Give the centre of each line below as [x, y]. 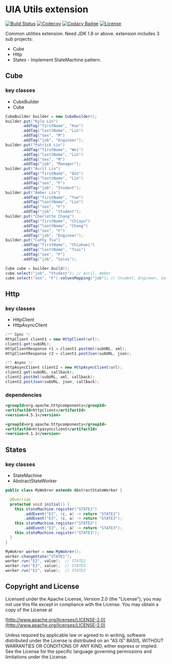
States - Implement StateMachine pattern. [57, 59]
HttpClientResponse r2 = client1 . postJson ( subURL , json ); [68, 354]
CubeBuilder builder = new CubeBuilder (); [51, 116]
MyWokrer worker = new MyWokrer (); [43, 551]
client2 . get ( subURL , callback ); [40, 372]
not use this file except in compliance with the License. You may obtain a [82, 604]
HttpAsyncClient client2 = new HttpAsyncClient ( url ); [64, 368]
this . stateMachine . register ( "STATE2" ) [56, 523]
